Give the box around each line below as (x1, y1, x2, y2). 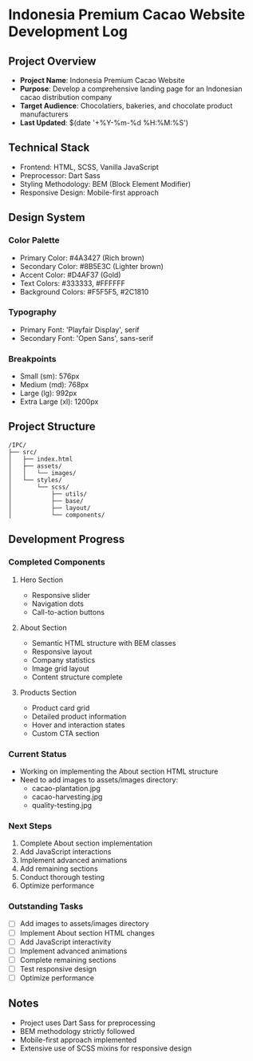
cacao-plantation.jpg (31, 783, 101, 793)
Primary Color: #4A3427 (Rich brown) (19, 253, 145, 263)
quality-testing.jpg (31, 800, 93, 810)
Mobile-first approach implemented (19, 1035, 137, 1044)
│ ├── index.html (8, 455, 73, 463)
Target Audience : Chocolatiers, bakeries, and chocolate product (19, 101, 233, 110)
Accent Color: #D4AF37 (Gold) (19, 270, 121, 279)
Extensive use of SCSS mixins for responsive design (19, 1043, 192, 1053)
